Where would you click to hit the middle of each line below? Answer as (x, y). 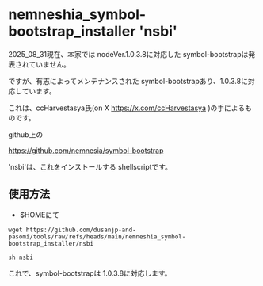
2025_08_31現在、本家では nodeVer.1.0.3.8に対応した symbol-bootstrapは (128, 54)
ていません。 (50, 64)
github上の (26, 134)
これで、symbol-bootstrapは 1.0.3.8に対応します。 (90, 273)
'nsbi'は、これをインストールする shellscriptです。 (90, 166)
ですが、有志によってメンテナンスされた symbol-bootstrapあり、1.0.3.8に (128, 81)
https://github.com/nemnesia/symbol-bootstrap (86, 150)
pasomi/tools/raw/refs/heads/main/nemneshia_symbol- (97, 236)
